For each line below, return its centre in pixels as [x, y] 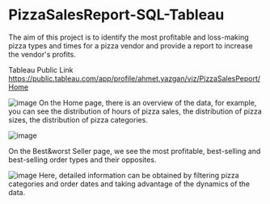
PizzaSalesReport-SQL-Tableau [116, 15]
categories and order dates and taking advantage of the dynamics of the [129, 184]
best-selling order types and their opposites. [82, 160]
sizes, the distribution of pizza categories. [78, 119]
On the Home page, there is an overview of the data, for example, [148, 102]
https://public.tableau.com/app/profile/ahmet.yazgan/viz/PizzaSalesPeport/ [135, 78]
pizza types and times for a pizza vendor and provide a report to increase [131, 45]
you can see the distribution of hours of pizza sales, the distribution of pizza [135, 111]
